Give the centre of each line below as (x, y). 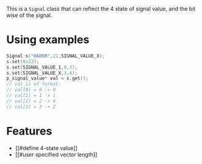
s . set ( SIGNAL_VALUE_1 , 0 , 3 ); (42, 67)
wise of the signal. (29, 15)
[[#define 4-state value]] (46, 148)
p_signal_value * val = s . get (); (47, 78)
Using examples (48, 40)
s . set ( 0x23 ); (23, 61)
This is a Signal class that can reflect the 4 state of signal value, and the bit (101, 9)
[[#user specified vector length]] (56, 154)
